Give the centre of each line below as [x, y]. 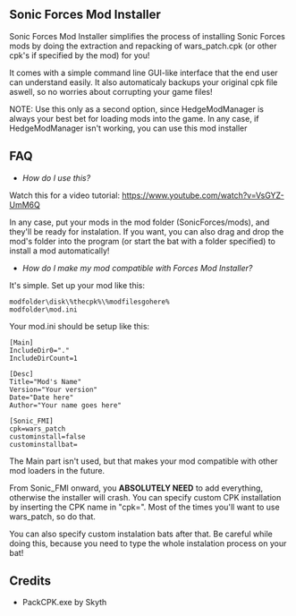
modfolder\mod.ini [43, 309]
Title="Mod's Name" [46, 381]
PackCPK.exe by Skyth [64, 603]
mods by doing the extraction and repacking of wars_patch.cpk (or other [143, 46]
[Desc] [21, 374]
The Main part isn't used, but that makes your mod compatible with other [144, 461]
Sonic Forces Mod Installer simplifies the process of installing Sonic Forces [148, 36]
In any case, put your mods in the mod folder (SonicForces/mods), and [140, 222]
